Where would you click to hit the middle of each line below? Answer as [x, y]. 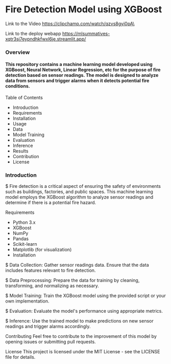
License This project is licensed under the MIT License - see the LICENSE [83, 352]
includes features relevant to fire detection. [51, 270]
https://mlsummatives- [86, 33]
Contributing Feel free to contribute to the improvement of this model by [81, 336]
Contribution [26, 157]
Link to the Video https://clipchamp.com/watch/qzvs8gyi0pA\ [70, 24]
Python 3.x [24, 222]
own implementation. [27, 301]
